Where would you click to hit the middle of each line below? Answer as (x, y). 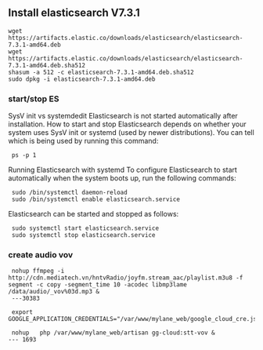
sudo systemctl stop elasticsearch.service (83, 235)
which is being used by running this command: (83, 141)
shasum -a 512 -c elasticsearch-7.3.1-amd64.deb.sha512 (101, 72)
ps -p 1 (24, 155)
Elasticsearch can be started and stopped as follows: (94, 214)
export (22, 312)
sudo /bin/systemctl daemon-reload (69, 193)
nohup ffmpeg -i (38, 271)
